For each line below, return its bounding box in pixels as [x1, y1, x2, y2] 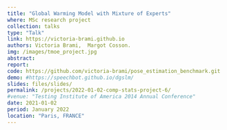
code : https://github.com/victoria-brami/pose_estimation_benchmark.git [7, 67, 221, 74]
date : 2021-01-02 [7, 100, 57, 107]
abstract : [7, 55, 36, 62]
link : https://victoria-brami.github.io [7, 36, 126, 43]
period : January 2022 [7, 106, 70, 113]
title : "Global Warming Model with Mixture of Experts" [7, 10, 171, 17]
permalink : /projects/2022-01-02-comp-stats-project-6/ [7, 87, 171, 94]
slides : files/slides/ [7, 80, 72, 87]
